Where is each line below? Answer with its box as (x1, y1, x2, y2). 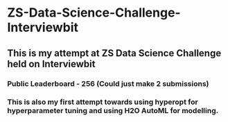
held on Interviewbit (7, 58, 96, 70)
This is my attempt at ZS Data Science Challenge (7, 47, 222, 59)
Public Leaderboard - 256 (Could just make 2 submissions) (7, 78, 209, 88)
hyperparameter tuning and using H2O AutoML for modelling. (7, 106, 219, 116)
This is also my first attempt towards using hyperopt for (7, 97, 199, 107)
